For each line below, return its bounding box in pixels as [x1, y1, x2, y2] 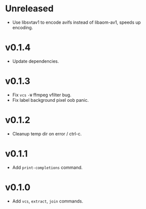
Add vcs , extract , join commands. [12, 198, 83, 204]
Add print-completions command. [12, 164, 83, 170]
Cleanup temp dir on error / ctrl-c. [12, 130, 82, 136]
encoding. [12, 24, 33, 30]
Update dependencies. [12, 58, 59, 64]
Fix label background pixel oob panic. [12, 97, 89, 103]
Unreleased [5, 3, 54, 14]
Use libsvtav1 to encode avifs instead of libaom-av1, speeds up [12, 19, 141, 25]
